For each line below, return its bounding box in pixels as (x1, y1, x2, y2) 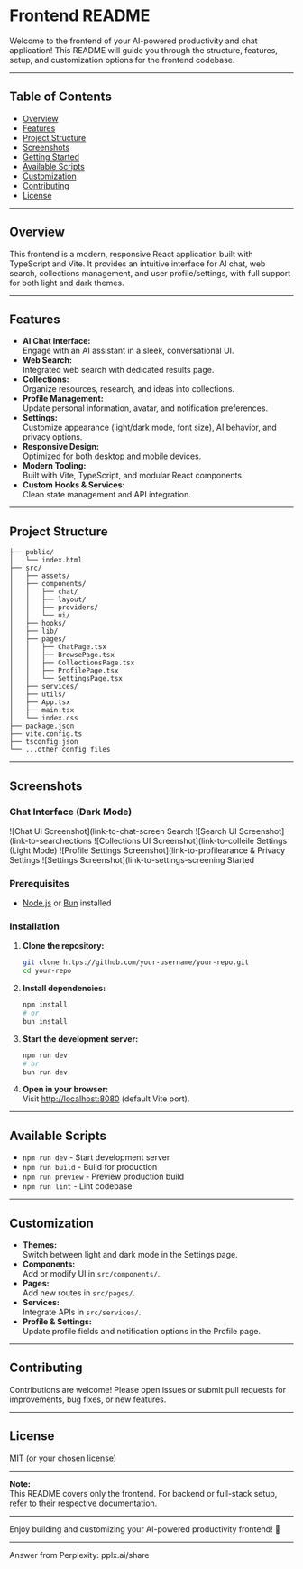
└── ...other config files (9, 746, 111, 755)
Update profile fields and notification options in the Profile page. (22, 1326, 262, 1337)
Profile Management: (22, 394, 104, 404)
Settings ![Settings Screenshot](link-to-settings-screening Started (9, 854, 255, 865)
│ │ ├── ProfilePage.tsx (9, 666, 119, 675)
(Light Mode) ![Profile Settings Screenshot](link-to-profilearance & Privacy (9, 845, 286, 856)
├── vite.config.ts (9, 729, 83, 738)
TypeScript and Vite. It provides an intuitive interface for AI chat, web (9, 258, 266, 269)
